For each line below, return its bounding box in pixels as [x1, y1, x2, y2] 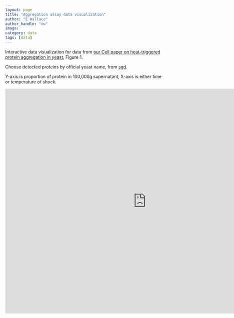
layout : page [5, 7, 32, 12]
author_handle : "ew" [5, 21, 48, 26]
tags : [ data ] [5, 35, 32, 40]
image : [5, 26, 19, 31]
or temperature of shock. [5, 78, 56, 85]
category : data [5, 30, 37, 35]
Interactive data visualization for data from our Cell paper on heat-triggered [5, 48, 160, 55]
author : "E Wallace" [5, 16, 48, 21]
